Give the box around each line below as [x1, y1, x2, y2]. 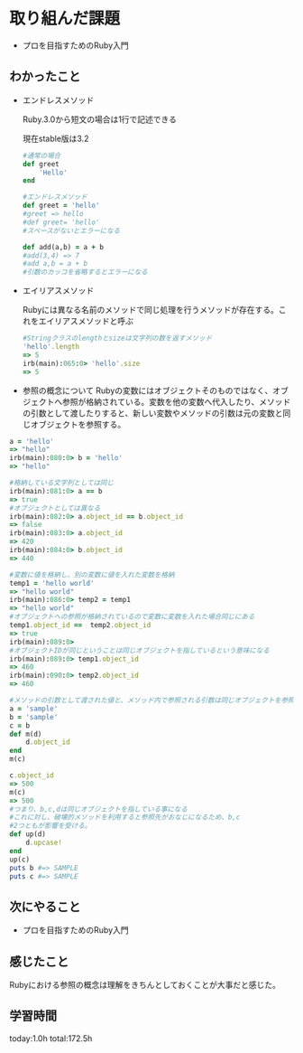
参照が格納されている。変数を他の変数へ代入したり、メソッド [61, 396, 291, 407]
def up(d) [9, 830, 47, 839]
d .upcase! [25, 838, 63, 847]
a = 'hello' [9, 437, 54, 446]
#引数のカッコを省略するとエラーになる [22, 268, 148, 277]
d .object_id [25, 738, 70, 747]
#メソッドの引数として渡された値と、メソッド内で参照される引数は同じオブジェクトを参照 [9, 696, 295, 705]
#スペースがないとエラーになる [22, 226, 120, 235]
